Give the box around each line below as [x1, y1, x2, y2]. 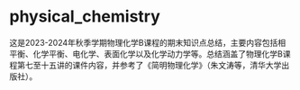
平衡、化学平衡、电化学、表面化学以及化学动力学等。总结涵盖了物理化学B [9, 48, 284, 59]
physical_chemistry [9, 6, 160, 27]
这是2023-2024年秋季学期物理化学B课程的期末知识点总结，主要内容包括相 [9, 37, 286, 48]
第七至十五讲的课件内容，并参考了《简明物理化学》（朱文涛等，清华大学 [16, 59, 282, 70]
